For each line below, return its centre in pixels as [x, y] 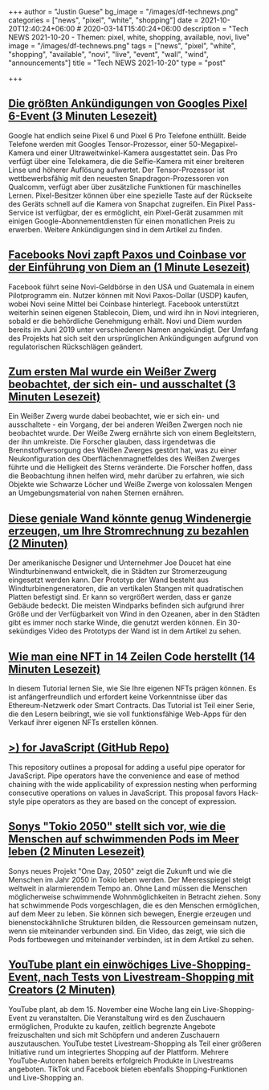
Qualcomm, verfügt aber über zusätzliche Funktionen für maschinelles [125, 186]
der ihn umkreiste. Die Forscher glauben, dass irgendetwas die [112, 442]
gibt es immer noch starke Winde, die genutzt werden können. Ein [118, 623]
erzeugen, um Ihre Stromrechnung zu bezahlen [129, 531]
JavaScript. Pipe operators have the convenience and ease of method [124, 776]
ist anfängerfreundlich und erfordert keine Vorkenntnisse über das [118, 697]
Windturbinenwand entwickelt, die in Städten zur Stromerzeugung [118, 572]
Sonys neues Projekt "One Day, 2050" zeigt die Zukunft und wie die [120, 871]
